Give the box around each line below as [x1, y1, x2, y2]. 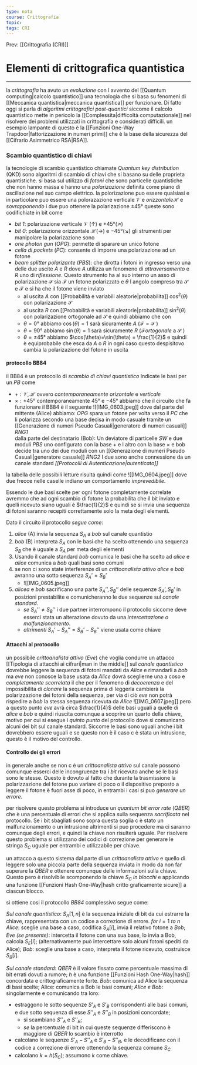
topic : [6, 19, 22, 25]
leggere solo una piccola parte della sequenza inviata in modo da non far [6, 861, 182, 868]
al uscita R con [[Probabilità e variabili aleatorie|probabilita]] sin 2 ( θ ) [23, 306, 186, 313]
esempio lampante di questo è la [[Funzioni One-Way [6, 124, 134, 131]
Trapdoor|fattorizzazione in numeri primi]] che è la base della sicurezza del [6, 131, 188, 138]
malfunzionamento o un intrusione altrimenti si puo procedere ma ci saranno [6, 823, 191, 830]
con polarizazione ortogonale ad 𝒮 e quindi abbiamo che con [23, 313, 171, 320]
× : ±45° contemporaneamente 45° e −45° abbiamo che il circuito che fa [14, 398, 191, 404]
